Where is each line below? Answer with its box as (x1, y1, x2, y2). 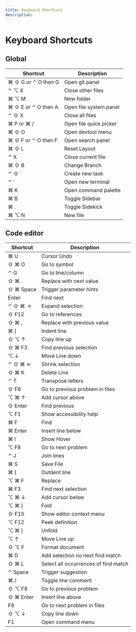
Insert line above (41, 594, 82, 601)
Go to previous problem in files (41, 386, 115, 393)
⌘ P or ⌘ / (8, 120, 34, 127)
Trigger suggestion (41, 569, 87, 576)
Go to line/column (41, 269, 84, 276)
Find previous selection (41, 344, 98, 351)
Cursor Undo (41, 253, 73, 260)
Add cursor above (41, 394, 84, 401)
